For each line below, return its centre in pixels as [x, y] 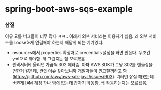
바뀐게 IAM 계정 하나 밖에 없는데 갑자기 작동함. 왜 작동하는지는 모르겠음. [80, 83]
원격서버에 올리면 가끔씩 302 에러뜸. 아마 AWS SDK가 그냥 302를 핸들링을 [82, 65]
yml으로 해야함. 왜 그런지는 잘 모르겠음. [49, 59]
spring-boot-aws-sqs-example [69, 9]
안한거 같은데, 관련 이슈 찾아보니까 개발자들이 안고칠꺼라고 [67, 71]
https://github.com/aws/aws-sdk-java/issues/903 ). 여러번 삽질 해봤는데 [84, 77]
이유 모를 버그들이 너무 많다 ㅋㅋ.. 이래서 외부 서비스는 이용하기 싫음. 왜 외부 [76, 36]
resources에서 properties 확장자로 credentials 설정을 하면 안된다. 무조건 [81, 53]
